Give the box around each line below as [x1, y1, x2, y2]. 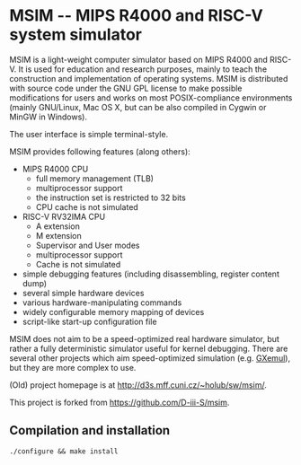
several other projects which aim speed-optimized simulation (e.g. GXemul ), [9, 352, 290, 364]
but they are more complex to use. [9, 362, 137, 373]
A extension [35, 221, 81, 232]
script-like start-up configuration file [22, 316, 157, 327]
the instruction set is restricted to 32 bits [35, 192, 186, 203]
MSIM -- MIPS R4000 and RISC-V [9, 5, 263, 26]
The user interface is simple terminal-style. [9, 128, 169, 139]
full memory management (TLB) [35, 172, 155, 184]
